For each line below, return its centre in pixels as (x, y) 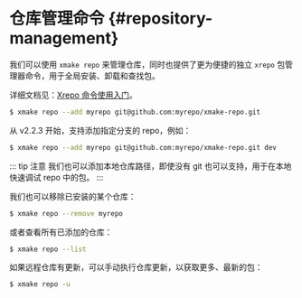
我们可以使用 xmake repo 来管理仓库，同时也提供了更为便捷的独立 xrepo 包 (147, 64)
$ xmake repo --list (48, 249)
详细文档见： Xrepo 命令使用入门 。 (73, 95)
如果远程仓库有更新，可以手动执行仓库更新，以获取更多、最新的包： (136, 267)
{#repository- (160, 19)
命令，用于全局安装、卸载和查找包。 (92, 75)
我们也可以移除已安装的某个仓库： (73, 196)
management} (64, 38)
